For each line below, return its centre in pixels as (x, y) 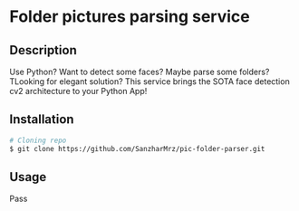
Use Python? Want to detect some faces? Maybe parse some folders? (140, 72)
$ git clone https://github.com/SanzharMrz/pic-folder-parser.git (137, 149)
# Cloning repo (38, 140)
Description (43, 50)
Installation (42, 120)
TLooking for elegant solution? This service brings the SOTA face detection (149, 82)
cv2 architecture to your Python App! (78, 91)
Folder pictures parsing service (130, 17)
